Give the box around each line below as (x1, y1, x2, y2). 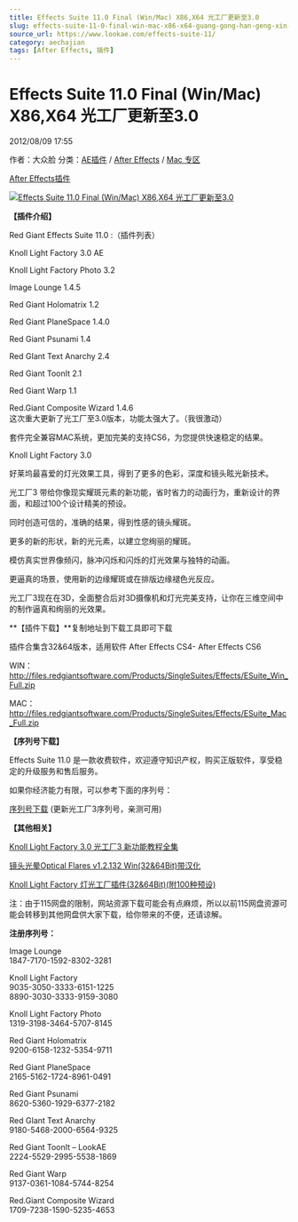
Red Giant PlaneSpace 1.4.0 (9, 316, 111, 327)
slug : (9, 21, 29, 30)
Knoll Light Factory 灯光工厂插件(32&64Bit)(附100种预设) (9, 879, 216, 890)
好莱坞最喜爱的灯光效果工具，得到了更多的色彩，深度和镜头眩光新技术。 (9, 468, 273, 479)
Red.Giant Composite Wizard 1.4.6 (9, 403, 134, 413)
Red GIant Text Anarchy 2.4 (9, 351, 110, 362)
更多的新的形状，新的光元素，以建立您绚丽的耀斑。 (9, 536, 196, 547)
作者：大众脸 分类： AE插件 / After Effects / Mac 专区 (9, 155, 201, 165)
